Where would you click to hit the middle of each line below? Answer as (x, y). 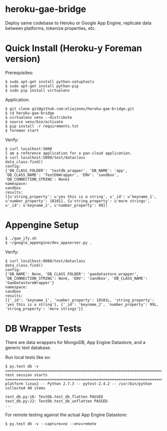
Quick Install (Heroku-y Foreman (74, 48)
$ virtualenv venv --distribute (39, 117)
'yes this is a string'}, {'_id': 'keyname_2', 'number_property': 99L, (82, 304)
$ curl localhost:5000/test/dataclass (45, 158)
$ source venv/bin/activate (34, 122)
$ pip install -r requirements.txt (42, 126)
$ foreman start (22, 130)
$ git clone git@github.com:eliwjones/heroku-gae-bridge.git (70, 109)
